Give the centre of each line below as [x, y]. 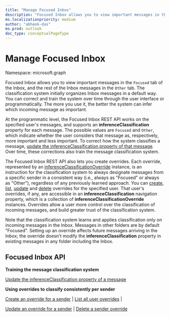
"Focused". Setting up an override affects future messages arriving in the [81, 230]
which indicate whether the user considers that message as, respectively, [82, 135]
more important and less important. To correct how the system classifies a [83, 140]
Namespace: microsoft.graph [36, 73]
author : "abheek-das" [28, 24]
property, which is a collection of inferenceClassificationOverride [75, 199]
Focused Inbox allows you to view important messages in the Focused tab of [84, 82]
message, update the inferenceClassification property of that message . [80, 146]
